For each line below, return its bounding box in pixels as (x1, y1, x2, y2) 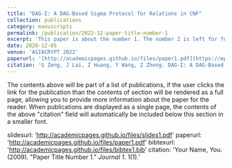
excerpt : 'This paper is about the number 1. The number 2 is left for (7, 36, 217, 43)
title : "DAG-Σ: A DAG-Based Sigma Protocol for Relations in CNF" (7, 10, 202, 17)
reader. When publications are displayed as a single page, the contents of (7, 102, 217, 111)
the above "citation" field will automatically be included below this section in (7, 110, 224, 118)
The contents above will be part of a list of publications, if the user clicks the (7, 80, 224, 88)
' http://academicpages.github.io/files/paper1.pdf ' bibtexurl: (7, 138, 175, 146)
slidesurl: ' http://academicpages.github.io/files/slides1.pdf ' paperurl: (7, 131, 202, 139)
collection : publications (7, 17, 81, 24)
